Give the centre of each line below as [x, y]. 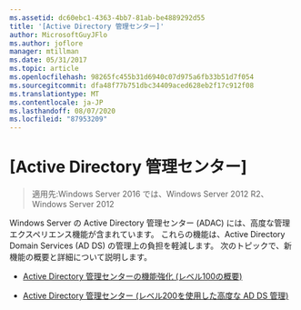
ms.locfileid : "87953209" [58, 119]
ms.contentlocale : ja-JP [56, 102]
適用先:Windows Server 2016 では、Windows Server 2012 [140, 194]
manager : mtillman [44, 52]
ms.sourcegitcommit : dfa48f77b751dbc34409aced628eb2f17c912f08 [132, 85]
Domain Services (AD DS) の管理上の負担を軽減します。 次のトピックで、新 [151, 245]
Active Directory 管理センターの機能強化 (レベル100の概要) [132, 276]
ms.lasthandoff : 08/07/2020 [63, 111]
